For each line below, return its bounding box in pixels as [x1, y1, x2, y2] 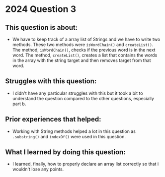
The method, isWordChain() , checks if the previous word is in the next [12, 47, 156, 53]
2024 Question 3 [5, 3, 76, 15]
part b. [12, 101, 26, 107]
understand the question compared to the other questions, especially [12, 95, 154, 101]
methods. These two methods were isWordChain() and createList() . [12, 42, 154, 48]
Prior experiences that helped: [5, 115, 101, 123]
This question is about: [5, 23, 78, 32]
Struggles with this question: [5, 77, 97, 85]
